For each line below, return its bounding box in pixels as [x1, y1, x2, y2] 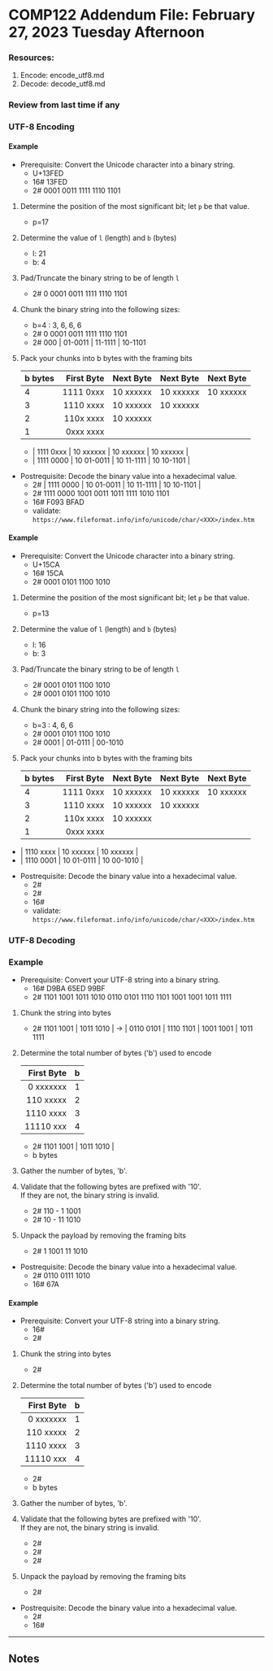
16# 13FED [32, 176, 67, 186]
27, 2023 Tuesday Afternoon [8, 23, 205, 41]
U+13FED [32, 168, 64, 178]
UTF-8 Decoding [8, 934, 76, 946]
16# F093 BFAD [32, 497, 85, 507]
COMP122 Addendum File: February [8, 6, 256, 24]
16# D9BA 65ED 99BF [32, 983, 106, 993]
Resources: [8, 52, 54, 63]
